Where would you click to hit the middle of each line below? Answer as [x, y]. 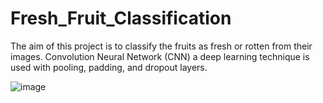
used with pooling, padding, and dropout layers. [109, 67]
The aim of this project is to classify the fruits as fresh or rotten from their [161, 46]
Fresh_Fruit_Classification [121, 18]
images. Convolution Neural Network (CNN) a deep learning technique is [160, 56]
